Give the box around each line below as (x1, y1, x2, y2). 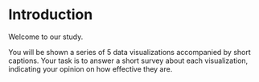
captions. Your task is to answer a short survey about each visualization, (8, 56, 249, 65)
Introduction (8, 6, 93, 24)
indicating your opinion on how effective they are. (8, 64, 173, 73)
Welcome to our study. (8, 32, 84, 41)
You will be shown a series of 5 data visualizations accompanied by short (8, 47, 251, 57)
